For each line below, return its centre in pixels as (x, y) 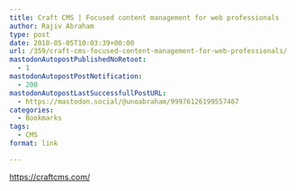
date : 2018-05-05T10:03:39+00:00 (72, 43)
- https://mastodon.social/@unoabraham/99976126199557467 (129, 101)
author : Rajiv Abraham (52, 26)
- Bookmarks (40, 118)
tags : (19, 127)
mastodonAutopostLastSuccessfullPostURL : (88, 93)
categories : (31, 110)
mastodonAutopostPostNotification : (76, 77)
